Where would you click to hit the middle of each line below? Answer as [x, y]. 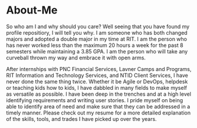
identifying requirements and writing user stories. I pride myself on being [95, 100]
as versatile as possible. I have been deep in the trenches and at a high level [99, 94]
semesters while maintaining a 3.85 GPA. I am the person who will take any [97, 51]
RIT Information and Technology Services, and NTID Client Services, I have [97, 75]
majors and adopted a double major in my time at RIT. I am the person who [97, 39]
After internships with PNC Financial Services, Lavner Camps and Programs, [99, 69]
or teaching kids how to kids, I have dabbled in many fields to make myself [97, 87]
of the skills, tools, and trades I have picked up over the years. [82, 119]
